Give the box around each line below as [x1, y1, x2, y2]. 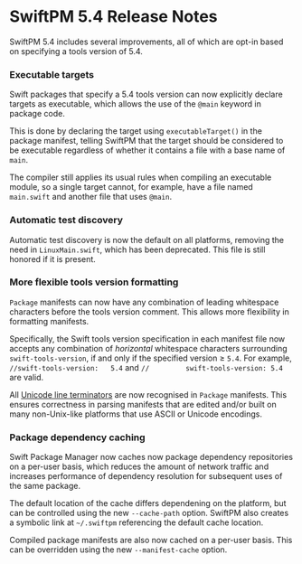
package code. [9, 108, 65, 119]
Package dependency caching [9, 431, 146, 444]
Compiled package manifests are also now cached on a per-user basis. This [9, 535, 293, 546]
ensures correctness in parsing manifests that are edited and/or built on [9, 399, 278, 409]
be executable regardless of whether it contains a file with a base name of [9, 145, 286, 155]
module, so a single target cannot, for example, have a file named [9, 182, 253, 193]
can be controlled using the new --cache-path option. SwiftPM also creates [9, 508, 289, 519]
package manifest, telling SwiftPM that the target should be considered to [9, 136, 284, 146]
